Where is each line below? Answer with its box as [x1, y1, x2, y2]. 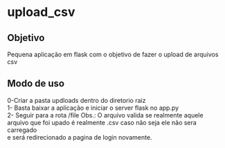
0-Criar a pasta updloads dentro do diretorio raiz [7, 96, 146, 104]
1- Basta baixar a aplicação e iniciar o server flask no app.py [7, 104, 179, 112]
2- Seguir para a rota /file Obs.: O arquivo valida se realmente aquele [7, 110, 204, 119]
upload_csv [7, 4, 75, 20]
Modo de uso [7, 78, 64, 90]
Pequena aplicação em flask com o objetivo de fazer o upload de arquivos [7, 50, 219, 58]
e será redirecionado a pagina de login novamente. [7, 133, 152, 141]
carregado [7, 126, 37, 134]
